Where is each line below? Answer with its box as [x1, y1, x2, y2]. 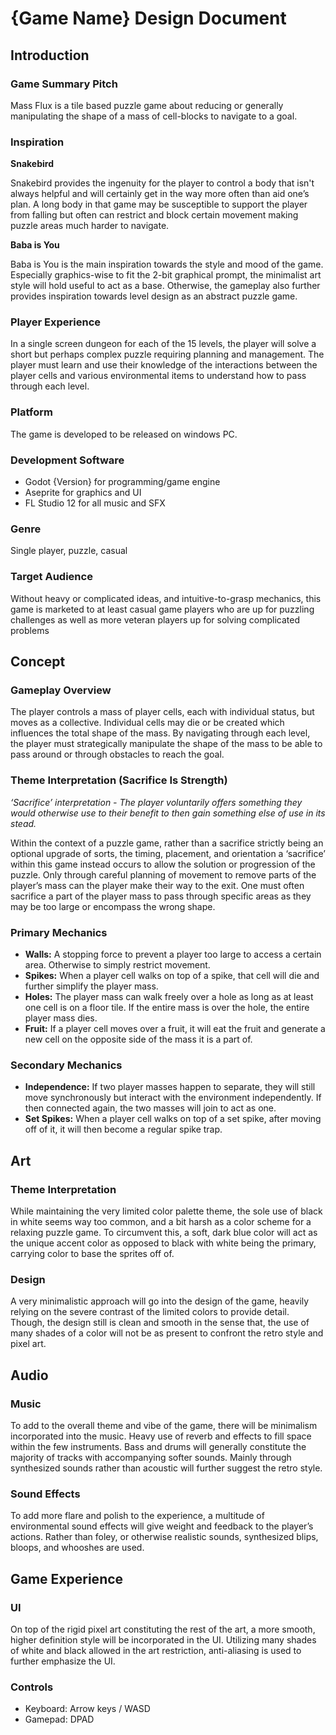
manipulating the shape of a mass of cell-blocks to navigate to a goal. [10, 110, 298, 122]
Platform [10, 405, 53, 419]
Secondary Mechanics [10, 1058, 123, 1072]
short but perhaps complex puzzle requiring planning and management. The [10, 348, 325, 361]
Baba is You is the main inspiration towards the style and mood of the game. [10, 258, 324, 271]
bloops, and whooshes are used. [10, 1542, 145, 1554]
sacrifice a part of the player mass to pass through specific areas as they [10, 890, 312, 902]
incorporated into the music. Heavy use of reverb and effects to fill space [10, 1430, 312, 1442]
